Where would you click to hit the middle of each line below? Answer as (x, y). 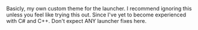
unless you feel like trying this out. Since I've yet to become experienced (96, 15)
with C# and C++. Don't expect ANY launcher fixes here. (76, 21)
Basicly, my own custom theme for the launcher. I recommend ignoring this (99, 9)
